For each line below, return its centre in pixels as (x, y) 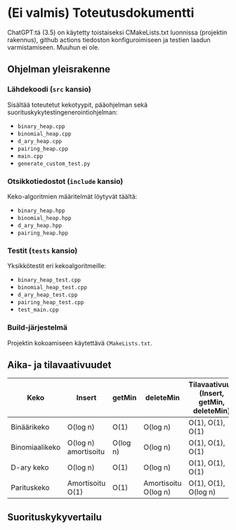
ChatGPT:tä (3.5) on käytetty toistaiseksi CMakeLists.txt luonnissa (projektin (117, 32)
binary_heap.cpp (41, 126)
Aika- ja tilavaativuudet (59, 365)
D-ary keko (30, 468)
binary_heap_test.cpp (49, 280)
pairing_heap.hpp (43, 233)
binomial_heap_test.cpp (52, 288)
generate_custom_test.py (54, 164)
